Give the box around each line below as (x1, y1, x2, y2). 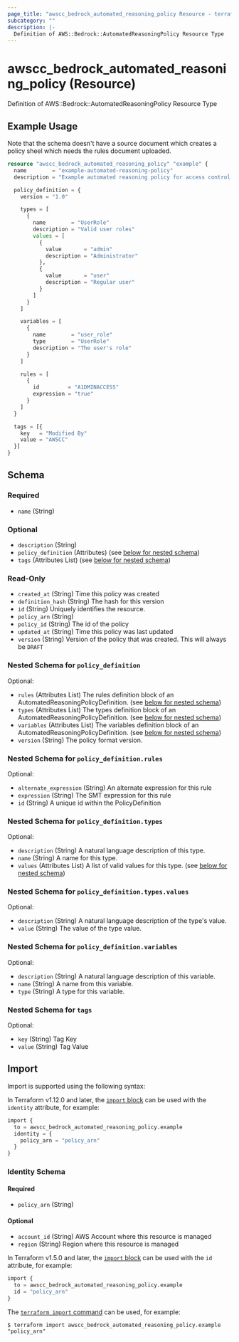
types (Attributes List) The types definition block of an (17, 705, 176, 714)
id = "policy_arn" (14, 1289, 69, 1296)
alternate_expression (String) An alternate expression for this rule (17, 783, 212, 792)
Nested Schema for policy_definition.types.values (7, 887, 189, 897)
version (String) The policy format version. (17, 736, 143, 744)
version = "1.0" (20, 193, 69, 200)
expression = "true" (33, 391, 94, 398)
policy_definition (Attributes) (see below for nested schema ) (17, 548, 201, 556)
